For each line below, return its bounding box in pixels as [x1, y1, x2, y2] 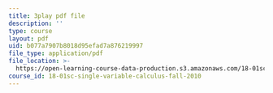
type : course [8, 27, 53, 35]
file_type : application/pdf [8, 49, 104, 57]
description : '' [8, 19, 63, 27]
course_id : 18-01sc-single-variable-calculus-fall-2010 [8, 72, 201, 80]
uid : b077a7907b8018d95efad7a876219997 [8, 42, 144, 50]
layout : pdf [8, 34, 49, 43]
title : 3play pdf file [8, 11, 85, 20]
